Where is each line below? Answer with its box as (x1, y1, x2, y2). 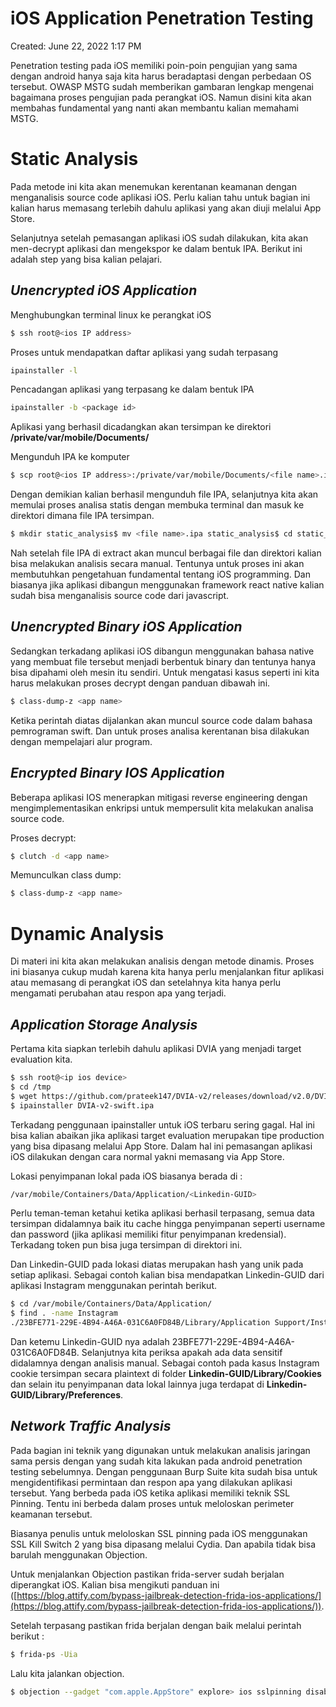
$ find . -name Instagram (10, 1308, 118, 1319)
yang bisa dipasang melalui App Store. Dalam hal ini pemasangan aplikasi (10, 1140, 313, 1152)
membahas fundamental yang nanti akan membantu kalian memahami (10, 102, 299, 114)
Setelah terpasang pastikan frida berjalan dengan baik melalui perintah (10, 1619, 302, 1631)
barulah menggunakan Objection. (10, 1548, 148, 1561)
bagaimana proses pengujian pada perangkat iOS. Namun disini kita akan (10, 91, 312, 103)
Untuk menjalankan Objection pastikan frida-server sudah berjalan (10, 1568, 285, 1580)
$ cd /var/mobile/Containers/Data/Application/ (10, 1299, 213, 1309)
